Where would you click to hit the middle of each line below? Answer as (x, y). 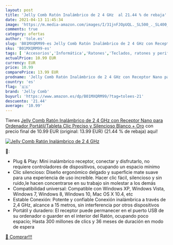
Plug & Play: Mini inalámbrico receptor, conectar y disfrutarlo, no (81, 161)
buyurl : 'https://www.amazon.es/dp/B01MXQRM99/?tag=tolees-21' (75, 96)
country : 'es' (21, 82)
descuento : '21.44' (26, 101)
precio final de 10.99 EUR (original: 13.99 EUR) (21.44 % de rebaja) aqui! (82, 131)
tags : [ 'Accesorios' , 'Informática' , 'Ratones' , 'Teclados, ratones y (80, 53)
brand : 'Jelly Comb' (28, 91)
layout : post (19, 10)
